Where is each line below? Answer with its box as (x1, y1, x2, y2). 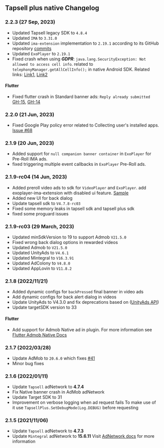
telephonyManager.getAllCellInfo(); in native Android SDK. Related (12, 66, 150, 72)
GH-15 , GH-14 (12, 99, 41, 105)
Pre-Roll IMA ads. (12, 156, 48, 162)
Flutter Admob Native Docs (12, 332, 67, 338)
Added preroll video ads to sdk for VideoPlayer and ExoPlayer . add (12, 184, 146, 190)
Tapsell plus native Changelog (5, 4, 99, 12)
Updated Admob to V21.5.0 (12, 245, 68, 251)
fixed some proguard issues (12, 211, 69, 216)
